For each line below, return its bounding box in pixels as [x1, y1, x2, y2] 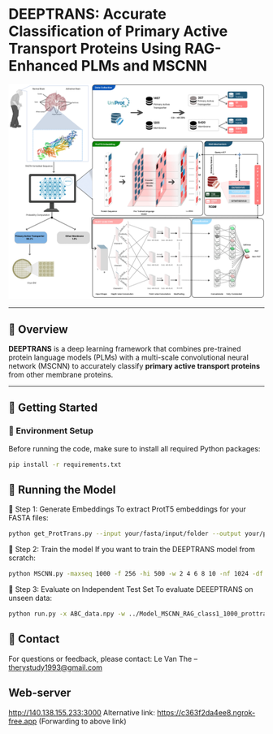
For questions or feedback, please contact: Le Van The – [8, 654, 197, 663]
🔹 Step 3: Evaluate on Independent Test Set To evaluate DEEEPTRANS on [8, 585, 253, 594]
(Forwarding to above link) [38, 716, 128, 726]
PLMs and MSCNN [80, 57, 208, 76]
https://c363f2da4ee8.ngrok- [157, 707, 256, 717]
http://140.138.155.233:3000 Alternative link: [8, 707, 156, 717]
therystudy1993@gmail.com [8, 663, 103, 672]
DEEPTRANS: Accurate [8, 5, 167, 24]
